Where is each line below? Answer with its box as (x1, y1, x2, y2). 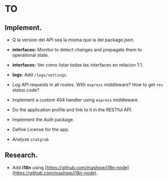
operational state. (12, 52, 49, 58)
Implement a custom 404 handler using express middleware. (12, 97, 139, 103)
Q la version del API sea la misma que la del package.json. (12, 37, 134, 43)
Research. (5, 151, 38, 160)
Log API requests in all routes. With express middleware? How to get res (12, 82, 163, 87)
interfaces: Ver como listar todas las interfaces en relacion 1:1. (12, 62, 144, 68)
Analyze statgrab (12, 136, 49, 142)
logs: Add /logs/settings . (12, 72, 68, 78)
